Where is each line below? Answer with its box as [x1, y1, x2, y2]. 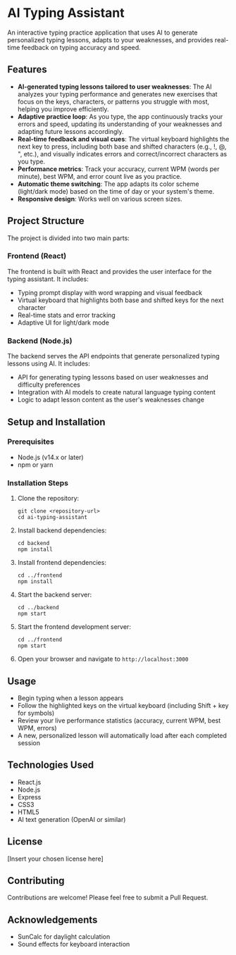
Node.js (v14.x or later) [17, 453, 84, 461]
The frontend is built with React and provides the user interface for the [7, 267, 212, 275]
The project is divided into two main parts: [7, 234, 130, 242]
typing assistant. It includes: [7, 275, 89, 283]
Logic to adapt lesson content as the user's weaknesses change [17, 396, 204, 404]
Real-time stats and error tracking [17, 311, 116, 319]
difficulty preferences [17, 380, 81, 389]
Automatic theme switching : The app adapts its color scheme [17, 180, 199, 188]
